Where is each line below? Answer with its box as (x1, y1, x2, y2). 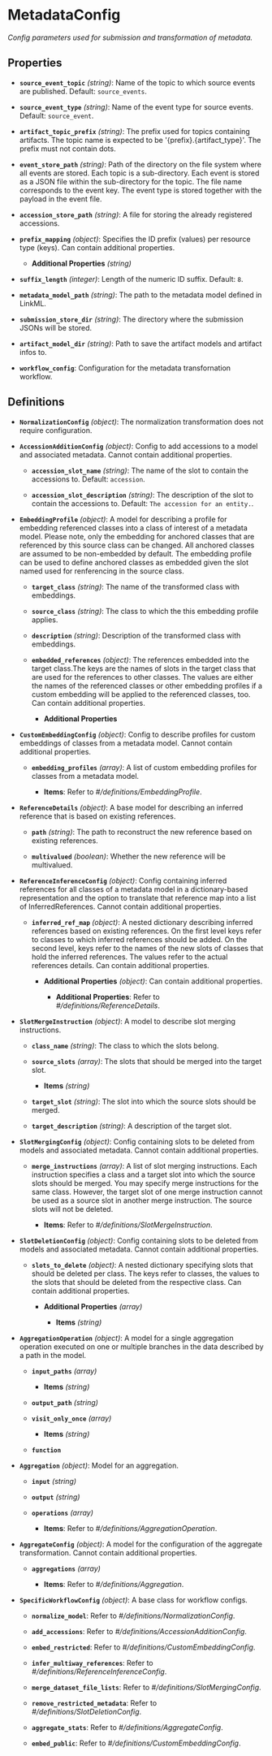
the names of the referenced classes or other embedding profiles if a (31, 681, 263, 690)
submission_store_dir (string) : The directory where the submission (19, 314, 244, 324)
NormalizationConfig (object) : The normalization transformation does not (19, 417, 264, 426)
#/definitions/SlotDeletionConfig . (31, 1706, 142, 1716)
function (31, 1446, 62, 1455)
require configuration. (19, 425, 93, 435)
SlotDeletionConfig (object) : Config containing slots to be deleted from (19, 1235, 259, 1245)
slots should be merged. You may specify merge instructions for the (31, 1178, 259, 1187)
